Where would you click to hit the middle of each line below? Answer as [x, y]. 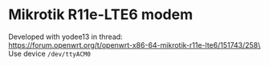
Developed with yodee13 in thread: [65, 37]
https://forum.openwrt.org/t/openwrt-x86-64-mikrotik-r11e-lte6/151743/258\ [134, 45]
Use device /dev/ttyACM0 [49, 53]
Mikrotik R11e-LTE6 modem [101, 15]
